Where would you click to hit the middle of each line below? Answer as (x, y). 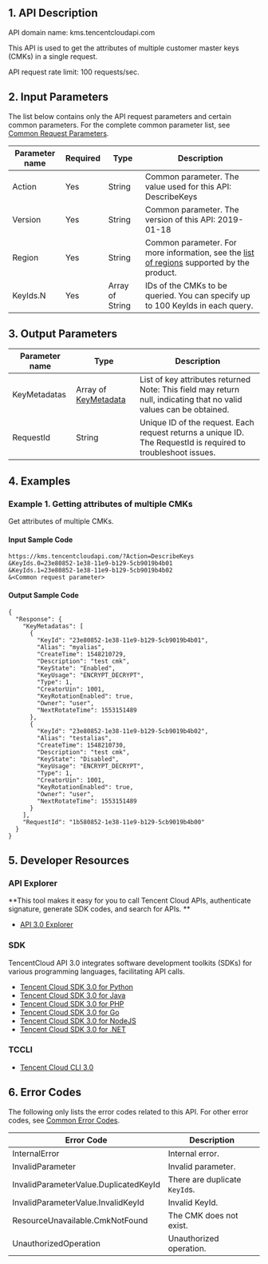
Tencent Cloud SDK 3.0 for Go (69, 1012)
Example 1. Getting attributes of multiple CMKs (100, 504)
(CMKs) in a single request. (53, 56)
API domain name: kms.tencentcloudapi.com (82, 32)
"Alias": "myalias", (71, 647)
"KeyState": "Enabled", (76, 668)
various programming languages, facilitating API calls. (97, 971)
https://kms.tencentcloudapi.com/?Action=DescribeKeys (101, 556)
